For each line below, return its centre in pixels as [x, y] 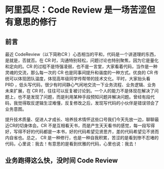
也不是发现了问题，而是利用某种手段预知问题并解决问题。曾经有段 [84, 97]
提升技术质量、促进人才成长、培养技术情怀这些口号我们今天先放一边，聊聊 [80, 119]
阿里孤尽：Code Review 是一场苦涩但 [80, 10]
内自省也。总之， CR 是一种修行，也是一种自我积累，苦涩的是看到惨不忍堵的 [82, 138]
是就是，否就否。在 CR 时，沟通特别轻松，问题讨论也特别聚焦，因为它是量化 [82, 60]
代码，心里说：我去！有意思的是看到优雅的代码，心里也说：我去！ [71, 144]
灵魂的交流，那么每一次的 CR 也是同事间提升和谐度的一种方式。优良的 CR [79, 73]
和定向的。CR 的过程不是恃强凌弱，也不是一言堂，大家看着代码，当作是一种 [81, 66]
